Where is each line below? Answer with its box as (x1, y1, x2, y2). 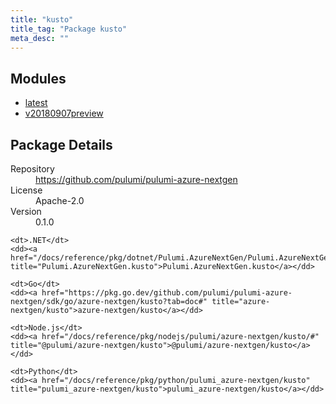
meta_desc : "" (10, 33, 70, 43)
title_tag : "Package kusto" (10, 24, 128, 34)
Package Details (10, 136, 113, 153)
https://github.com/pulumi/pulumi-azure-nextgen (35, 174, 238, 185)
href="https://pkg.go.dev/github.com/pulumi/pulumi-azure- (41, 288, 293, 298)
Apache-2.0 (35, 195, 85, 206)
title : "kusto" (10, 14, 74, 25)
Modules (10, 70, 67, 87)
